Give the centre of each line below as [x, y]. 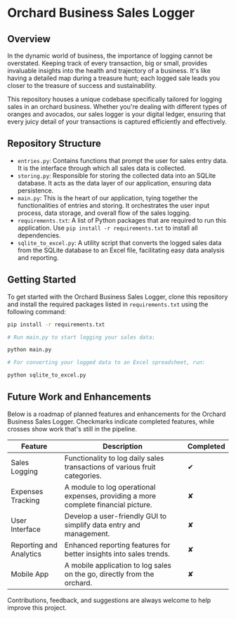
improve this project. [37, 607]
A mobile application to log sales [118, 565]
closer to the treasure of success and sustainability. [82, 85]
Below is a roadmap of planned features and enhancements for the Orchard [117, 414]
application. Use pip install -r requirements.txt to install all [107, 228]
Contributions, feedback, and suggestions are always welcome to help [109, 600]
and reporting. [38, 257]
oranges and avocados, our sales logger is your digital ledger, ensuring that [117, 114]
